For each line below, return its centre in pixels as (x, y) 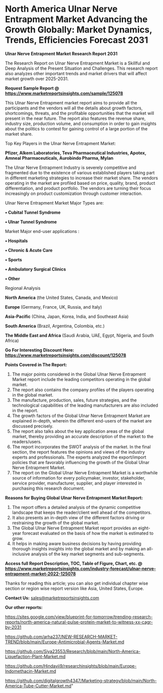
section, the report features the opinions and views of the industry (78, 452)
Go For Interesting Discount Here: (40, 350)
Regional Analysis (23, 288)
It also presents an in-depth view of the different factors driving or (78, 517)
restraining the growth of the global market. (56, 523)
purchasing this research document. (48, 488)
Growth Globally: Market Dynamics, (79, 30)
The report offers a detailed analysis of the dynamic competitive (76, 507)
